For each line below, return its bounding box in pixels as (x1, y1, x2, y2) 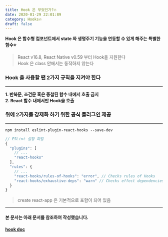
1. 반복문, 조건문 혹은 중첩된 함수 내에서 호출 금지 (5, 91, 99, 97)
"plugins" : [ (9, 146, 37, 151)
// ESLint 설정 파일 (5, 136, 44, 141)
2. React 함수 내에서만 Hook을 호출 (5, 97, 74, 103)
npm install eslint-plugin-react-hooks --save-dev (5, 127, 113, 133)
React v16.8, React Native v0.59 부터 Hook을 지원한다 (17, 54, 126, 60)
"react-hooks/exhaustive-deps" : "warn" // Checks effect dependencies (14, 178, 164, 183)
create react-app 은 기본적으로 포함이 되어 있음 (17, 197, 111, 203)
